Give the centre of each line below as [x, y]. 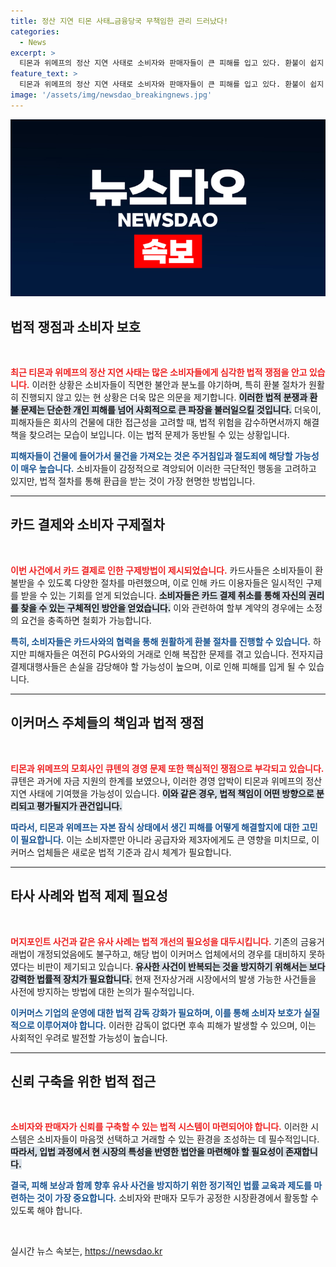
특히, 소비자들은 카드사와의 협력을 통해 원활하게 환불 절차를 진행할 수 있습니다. [160, 641]
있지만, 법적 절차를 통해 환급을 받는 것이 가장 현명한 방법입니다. [133, 481]
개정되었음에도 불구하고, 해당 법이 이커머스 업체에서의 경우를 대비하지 [171, 954]
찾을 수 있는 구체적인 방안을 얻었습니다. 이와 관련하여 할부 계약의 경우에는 [162, 607]
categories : [35, 31]
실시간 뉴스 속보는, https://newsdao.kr [86, 1251]
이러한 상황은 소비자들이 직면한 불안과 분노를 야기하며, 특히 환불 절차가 [169, 385]
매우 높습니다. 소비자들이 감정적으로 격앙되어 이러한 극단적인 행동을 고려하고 [168, 469]
